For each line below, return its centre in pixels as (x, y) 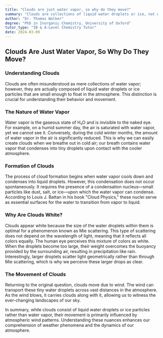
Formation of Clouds (30, 166)
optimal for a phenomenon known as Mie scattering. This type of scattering (80, 231)
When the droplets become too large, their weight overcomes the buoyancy (81, 246)
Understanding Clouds (32, 73)
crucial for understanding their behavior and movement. (61, 99)
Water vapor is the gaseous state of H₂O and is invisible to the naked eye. (78, 122)
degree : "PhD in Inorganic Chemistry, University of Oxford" (68, 23)
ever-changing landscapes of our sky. (43, 300)
